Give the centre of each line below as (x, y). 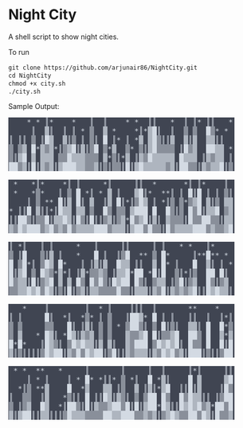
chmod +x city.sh (37, 84)
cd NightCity (30, 76)
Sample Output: (34, 106)
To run (19, 52)
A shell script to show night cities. (64, 37)
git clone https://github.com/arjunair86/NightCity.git (103, 68)
